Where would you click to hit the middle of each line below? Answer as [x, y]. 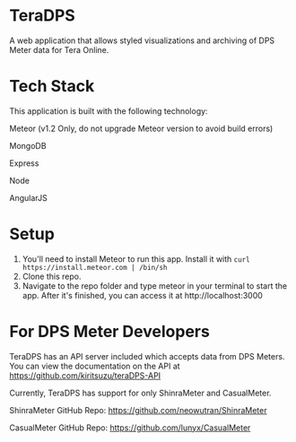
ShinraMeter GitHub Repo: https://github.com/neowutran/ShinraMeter [138, 410]
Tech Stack [52, 87]
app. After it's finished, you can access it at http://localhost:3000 [142, 295]
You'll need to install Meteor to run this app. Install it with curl [136, 259]
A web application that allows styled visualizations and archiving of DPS [142, 40]
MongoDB [28, 145]
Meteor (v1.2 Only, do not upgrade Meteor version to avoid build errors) [141, 128]
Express [24, 163]
